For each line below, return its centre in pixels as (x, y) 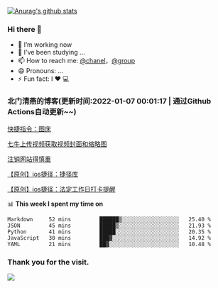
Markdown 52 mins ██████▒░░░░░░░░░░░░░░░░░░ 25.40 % (109, 219)
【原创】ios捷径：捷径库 (43, 174)
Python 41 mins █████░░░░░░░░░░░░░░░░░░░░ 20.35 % (109, 232)
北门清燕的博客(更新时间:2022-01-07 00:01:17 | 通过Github (109, 101)
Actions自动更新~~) (42, 112)
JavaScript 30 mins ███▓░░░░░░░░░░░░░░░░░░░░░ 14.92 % (109, 238)
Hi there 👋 (25, 29)
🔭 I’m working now (45, 45)
